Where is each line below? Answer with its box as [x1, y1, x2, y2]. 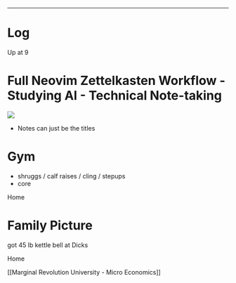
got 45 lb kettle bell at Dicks [7, 240, 88, 249]
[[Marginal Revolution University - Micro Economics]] [7, 268, 162, 276]
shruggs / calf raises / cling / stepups [17, 171, 126, 180]
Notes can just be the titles [17, 124, 96, 132]
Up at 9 [7, 48, 29, 56]
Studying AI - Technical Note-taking [7, 88, 223, 104]
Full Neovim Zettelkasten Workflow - [7, 73, 226, 88]
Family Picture [7, 218, 93, 233]
